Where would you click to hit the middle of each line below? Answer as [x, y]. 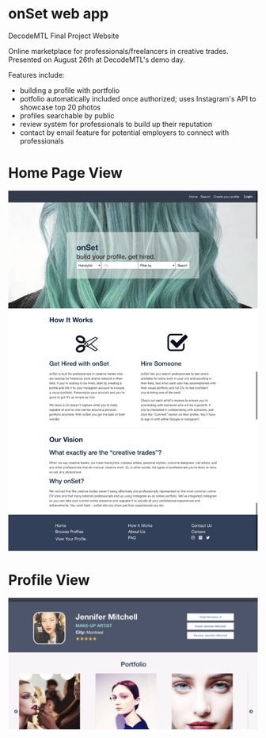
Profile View [49, 580]
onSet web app [59, 14]
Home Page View [65, 173]
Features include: [36, 75]
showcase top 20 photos [60, 107]
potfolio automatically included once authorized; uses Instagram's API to [138, 98]
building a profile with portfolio [70, 90]
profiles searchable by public [67, 115]
